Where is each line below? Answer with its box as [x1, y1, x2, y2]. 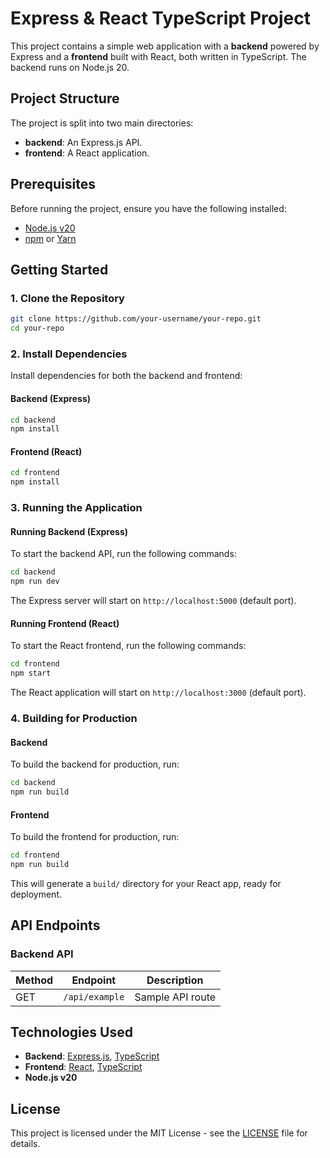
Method [15, 973, 54, 987]
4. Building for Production [10, 711, 138, 725]
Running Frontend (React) [10, 617, 120, 629]
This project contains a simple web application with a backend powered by [10, 40, 320, 52]
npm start [10, 668, 52, 679]
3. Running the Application [10, 501, 143, 515]
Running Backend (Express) [10, 525, 129, 537]
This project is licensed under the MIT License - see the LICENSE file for [10, 1127, 308, 1139]
